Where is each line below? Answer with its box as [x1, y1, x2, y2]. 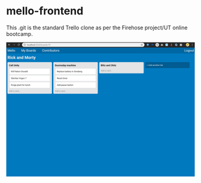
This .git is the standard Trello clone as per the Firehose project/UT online [6, 24, 188, 31]
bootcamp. [6, 30, 33, 37]
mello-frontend [6, 4, 84, 18]
